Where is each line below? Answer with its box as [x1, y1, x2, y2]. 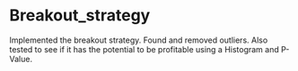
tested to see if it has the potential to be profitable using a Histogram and [9, 43, 280, 54]
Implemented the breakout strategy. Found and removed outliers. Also [9, 35, 268, 45]
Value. [9, 53, 33, 64]
